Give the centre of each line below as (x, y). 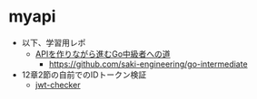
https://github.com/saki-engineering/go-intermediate (148, 64)
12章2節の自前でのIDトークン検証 (84, 75)
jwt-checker (58, 85)
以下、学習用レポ (54, 42)
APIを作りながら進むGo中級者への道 (103, 54)
